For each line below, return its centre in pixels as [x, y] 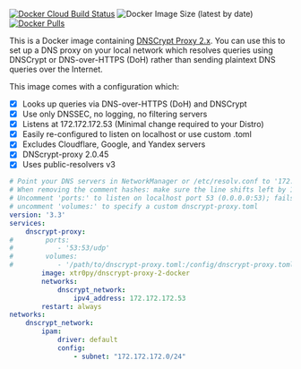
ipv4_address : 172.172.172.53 [129, 298]
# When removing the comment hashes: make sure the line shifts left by [148, 190]
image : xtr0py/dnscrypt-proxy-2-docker [116, 273]
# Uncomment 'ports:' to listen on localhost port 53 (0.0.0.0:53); [140, 198]
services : [28, 223]
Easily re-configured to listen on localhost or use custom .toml [137, 134]
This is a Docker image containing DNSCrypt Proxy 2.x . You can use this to [147, 41]
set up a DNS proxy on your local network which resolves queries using [141, 50]
